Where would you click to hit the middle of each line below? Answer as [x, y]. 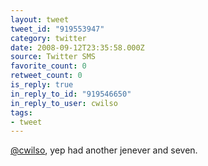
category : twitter [48, 38]
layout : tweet [40, 19]
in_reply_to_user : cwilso [64, 103]
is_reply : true [42, 85]
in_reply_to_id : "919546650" [71, 94]
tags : [21, 112]
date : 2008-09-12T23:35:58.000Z [77, 47]
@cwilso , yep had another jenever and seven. [104, 150]
